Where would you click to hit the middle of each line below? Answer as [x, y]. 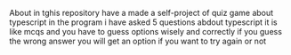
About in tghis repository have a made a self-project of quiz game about [141, 13]
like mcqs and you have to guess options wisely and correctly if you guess [146, 31]
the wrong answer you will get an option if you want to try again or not [138, 41]
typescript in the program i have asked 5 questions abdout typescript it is [143, 22]
